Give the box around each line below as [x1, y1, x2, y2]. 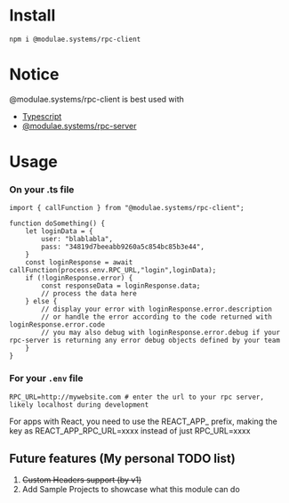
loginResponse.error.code [9, 320, 105, 329]
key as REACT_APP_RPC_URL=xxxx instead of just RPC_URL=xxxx [9, 425, 251, 436]
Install [9, 5, 56, 26]
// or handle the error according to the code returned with [41, 312, 273, 321]
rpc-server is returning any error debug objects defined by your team [9, 336, 280, 345]
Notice [9, 64, 60, 85]
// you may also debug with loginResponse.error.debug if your [41, 329, 280, 337]
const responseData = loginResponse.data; [41, 281, 201, 290]
